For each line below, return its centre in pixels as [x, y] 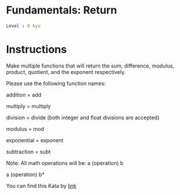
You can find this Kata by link [41, 186]
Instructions [36, 49]
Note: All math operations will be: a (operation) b [65, 163]
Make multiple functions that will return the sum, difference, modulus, [90, 66]
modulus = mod [25, 129]
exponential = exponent [35, 140]
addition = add [24, 95]
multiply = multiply [29, 106]
